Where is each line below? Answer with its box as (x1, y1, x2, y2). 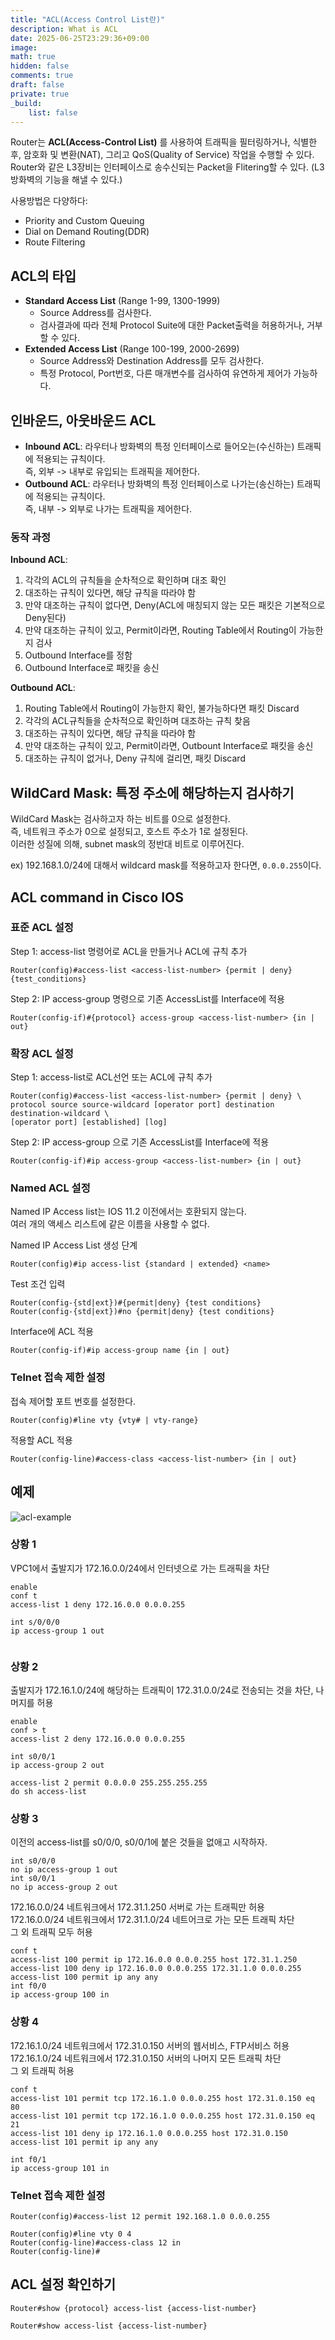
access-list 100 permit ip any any (10, 1972, 159, 1983)
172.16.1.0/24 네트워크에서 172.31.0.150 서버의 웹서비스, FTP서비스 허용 (10, 2039, 290, 2051)
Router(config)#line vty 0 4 (10, 2229, 132, 2239)
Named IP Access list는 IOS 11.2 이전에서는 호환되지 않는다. (10, 1206, 247, 1218)
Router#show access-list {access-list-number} (10, 2321, 208, 2331)
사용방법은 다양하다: (10, 195, 88, 207)
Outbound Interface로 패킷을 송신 (24, 662, 160, 674)
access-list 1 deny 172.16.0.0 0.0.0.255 (10, 1599, 186, 1610)
